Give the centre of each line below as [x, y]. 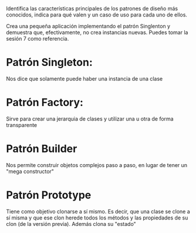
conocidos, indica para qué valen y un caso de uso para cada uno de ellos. [97, 15]
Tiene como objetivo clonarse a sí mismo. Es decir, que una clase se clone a [98, 211]
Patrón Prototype [49, 195]
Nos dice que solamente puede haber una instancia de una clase [85, 78]
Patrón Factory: [45, 103]
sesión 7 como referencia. [38, 39]
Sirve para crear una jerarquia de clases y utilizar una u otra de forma [90, 119]
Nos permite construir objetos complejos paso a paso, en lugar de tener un [97, 165]
